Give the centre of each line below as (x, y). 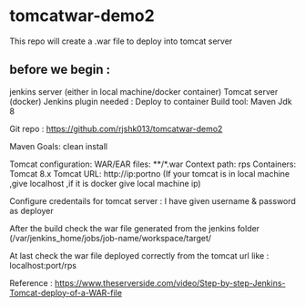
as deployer (32, 210)
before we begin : (60, 70)
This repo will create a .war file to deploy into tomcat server (121, 41)
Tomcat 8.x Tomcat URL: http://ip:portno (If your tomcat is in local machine (150, 173)
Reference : (31, 282)
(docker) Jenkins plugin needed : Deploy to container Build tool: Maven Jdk (151, 101)
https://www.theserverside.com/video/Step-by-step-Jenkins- (170, 282)
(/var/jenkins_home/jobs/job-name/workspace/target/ (111, 238)
